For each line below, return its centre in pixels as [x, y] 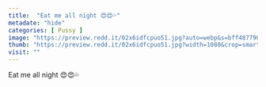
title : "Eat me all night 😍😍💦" [64, 15]
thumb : [19, 45]
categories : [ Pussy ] [46, 30]
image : [19, 38]
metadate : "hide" [37, 23]
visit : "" [25, 52]
